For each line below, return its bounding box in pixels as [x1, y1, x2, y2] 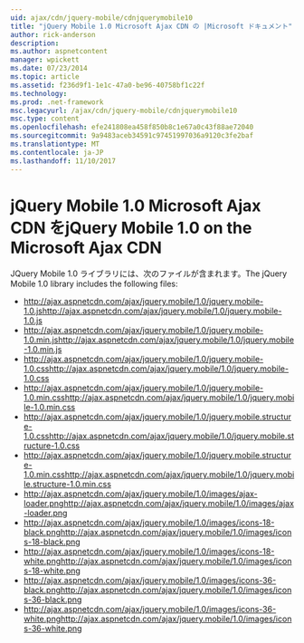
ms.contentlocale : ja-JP [10, 148, 104, 157]
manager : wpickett [10, 55, 80, 64]
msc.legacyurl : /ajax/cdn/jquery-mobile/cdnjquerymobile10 [10, 106, 238, 115]
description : [10, 38, 60, 48]
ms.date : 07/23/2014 [10, 64, 89, 73]
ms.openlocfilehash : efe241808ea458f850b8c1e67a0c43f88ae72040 [10, 123, 254, 132]
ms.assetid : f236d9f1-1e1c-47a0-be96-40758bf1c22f [10, 81, 205, 90]
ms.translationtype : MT [10, 139, 100, 149]
